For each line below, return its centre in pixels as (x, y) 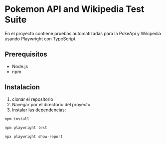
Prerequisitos (26, 54)
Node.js (20, 66)
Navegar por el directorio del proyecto (51, 104)
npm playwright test (26, 128)
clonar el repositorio (32, 99)
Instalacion (22, 87)
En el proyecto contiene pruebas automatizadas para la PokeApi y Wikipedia (83, 33)
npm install (17, 119)
